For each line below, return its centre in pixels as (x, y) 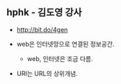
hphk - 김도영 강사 (44, 12)
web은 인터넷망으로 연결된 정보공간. (65, 44)
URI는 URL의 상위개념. (47, 73)
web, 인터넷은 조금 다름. (60, 58)
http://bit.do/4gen (42, 29)
